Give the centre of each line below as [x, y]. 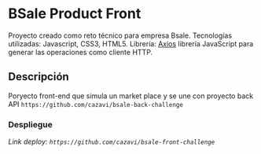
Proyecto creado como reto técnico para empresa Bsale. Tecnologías [120, 35]
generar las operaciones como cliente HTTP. [81, 52]
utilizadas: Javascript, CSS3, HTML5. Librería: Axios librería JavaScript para [131, 43]
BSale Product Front [75, 14]
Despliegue [30, 124]
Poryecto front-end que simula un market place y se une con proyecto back [131, 96]
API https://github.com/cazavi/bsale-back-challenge [96, 104]
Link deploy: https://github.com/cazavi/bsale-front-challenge [112, 141]
